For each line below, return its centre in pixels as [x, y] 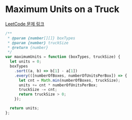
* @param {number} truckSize [38, 43]
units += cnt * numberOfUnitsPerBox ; [58, 85]
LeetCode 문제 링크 [25, 24]
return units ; [24, 108]
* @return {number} [28, 47]
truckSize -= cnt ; [38, 90]
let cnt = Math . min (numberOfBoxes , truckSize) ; [70, 80]
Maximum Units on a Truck [62, 9]
